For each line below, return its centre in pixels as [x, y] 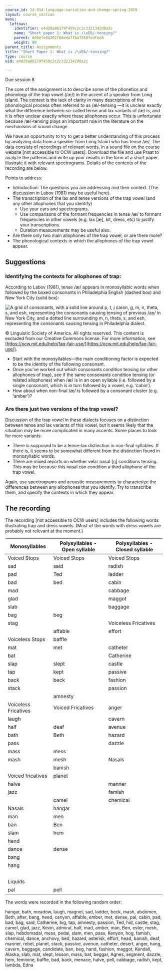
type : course [19, 56]
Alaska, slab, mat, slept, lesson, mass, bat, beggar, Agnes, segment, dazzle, [83, 954]
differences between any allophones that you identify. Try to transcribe [78, 487]
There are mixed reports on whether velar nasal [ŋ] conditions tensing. [85, 462]
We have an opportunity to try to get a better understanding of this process [82, 136]
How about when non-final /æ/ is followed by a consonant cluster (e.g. [85, 391]
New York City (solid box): [32, 297]
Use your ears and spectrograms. [54, 209]
